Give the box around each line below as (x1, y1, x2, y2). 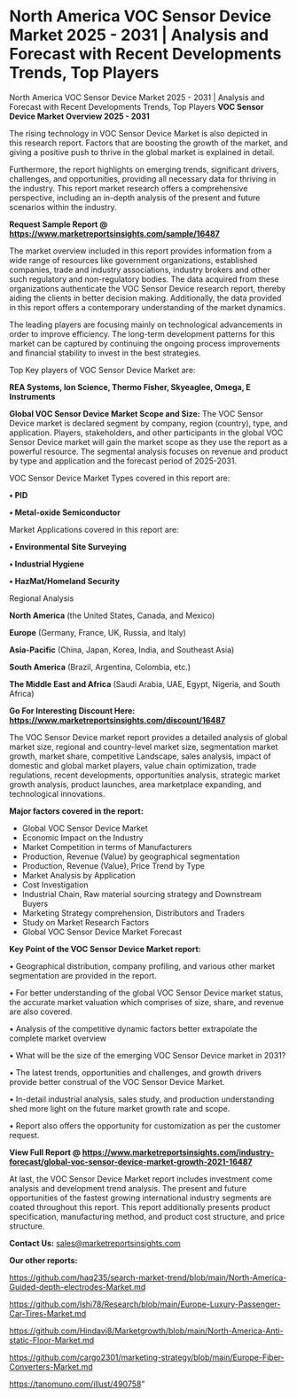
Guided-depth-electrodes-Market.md (9, 1281, 146, 1292)
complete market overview (9, 1033, 106, 1043)
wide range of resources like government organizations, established (9, 254, 258, 265)
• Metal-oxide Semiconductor (9, 507, 121, 518)
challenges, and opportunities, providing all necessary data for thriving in (9, 173, 277, 184)
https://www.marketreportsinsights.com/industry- (82, 1146, 275, 1158)
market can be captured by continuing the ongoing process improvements (9, 338, 281, 348)
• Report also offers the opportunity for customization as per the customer (9, 1120, 281, 1131)
